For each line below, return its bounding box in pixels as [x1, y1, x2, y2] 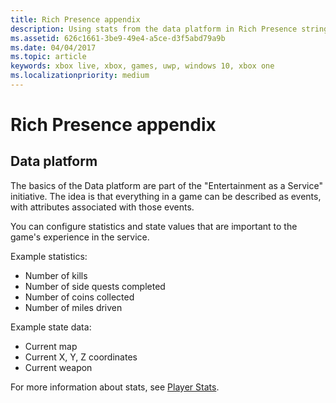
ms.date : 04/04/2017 [10, 42, 97, 53]
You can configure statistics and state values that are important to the [10, 220, 298, 232]
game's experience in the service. [10, 231, 150, 243]
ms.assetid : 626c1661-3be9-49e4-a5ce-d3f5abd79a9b [10, 33, 226, 43]
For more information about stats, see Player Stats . [10, 381, 220, 393]
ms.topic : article [10, 52, 87, 62]
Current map [24, 340, 78, 352]
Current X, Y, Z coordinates [24, 351, 138, 363]
